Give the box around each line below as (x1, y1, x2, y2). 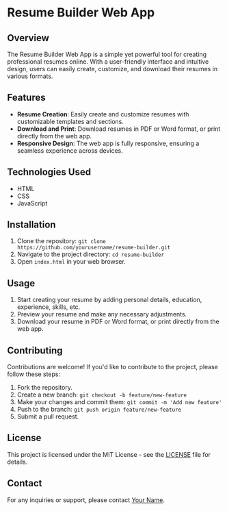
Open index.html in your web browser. (16, 258, 126, 266)
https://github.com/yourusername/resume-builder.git (16, 245, 171, 251)
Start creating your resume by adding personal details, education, (16, 296, 202, 304)
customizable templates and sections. (16, 117, 124, 125)
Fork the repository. (16, 384, 73, 392)
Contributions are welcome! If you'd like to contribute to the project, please (7, 363, 219, 371)
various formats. (7, 72, 53, 80)
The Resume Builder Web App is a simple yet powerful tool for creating (7, 50, 207, 58)
